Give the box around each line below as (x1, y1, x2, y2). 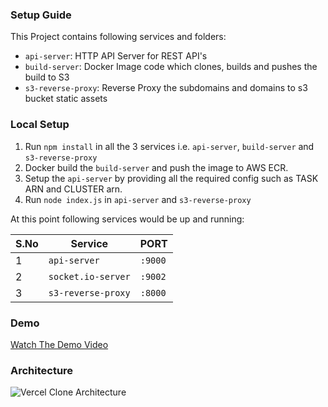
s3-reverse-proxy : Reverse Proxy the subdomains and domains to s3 (24, 82, 308, 94)
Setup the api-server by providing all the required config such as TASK (24, 172, 319, 184)
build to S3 (24, 71, 70, 83)
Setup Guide (10, 8, 72, 22)
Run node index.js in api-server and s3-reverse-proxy (24, 193, 252, 205)
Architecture (10, 363, 74, 377)
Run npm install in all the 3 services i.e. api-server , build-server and (24, 140, 315, 152)
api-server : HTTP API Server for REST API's (24, 50, 208, 62)
